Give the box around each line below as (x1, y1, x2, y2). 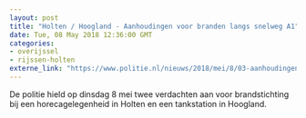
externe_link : (9, 64, 64, 74)
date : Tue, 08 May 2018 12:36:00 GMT (9, 30, 153, 39)
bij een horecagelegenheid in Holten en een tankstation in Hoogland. (9, 98, 267, 109)
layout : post (9, 13, 59, 23)
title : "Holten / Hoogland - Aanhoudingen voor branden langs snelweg (9, 22, 283, 31)
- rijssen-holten (9, 55, 76, 64)
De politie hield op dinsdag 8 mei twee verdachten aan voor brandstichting (9, 88, 290, 100)
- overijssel (9, 47, 59, 56)
